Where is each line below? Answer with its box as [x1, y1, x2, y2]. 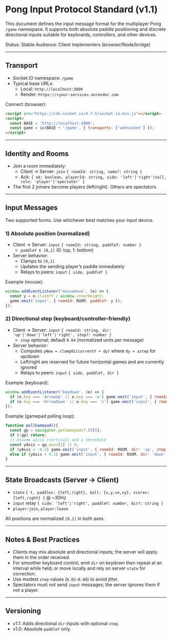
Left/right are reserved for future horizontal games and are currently [20, 359, 165, 365]
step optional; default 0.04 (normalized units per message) [20, 336, 144, 343]
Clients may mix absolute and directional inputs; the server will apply [12, 549, 158, 555]
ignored [20, 364, 37, 370]
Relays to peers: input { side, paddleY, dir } [20, 369, 119, 376]
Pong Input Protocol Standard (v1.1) [5, 4, 158, 15]
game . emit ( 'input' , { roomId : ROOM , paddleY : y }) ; [10, 298, 123, 304]
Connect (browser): [5, 101, 47, 107]
